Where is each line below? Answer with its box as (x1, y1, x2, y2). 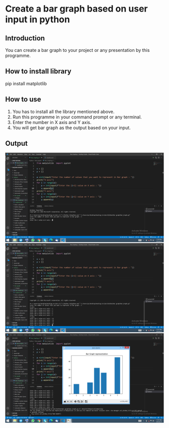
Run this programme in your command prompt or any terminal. (12, 114, 142, 120)
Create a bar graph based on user (5, 3, 148, 15)
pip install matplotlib (5, 80, 47, 86)
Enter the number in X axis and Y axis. (12, 119, 92, 125)
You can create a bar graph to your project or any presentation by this (5, 47, 150, 53)
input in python (5, 14, 70, 25)
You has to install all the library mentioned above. (12, 108, 115, 114)
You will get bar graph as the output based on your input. (12, 125, 131, 131)
